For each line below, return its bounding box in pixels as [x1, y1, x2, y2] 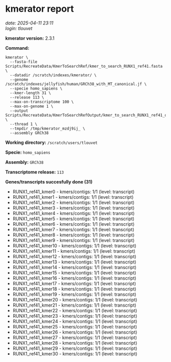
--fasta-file [10, 59, 38, 64]
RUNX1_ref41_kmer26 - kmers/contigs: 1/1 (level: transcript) [12, 329, 137, 335]
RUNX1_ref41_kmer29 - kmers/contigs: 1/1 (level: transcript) [12, 345, 137, 351]
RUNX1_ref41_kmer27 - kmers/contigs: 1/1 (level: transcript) [12, 334, 137, 341]
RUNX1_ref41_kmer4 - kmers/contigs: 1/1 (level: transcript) [12, 210, 135, 216]
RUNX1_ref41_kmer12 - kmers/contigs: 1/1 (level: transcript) [12, 253, 136, 259]
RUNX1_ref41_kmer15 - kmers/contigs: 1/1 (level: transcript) [12, 269, 136, 276]
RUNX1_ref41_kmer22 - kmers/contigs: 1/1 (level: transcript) [12, 307, 137, 313]
